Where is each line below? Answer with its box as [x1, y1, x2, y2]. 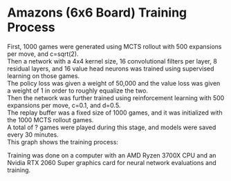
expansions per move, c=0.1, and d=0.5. [7, 101, 121, 109]
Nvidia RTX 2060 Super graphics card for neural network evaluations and [7, 158, 216, 166]
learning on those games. [7, 71, 80, 80]
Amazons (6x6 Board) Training [7, 5, 187, 21]
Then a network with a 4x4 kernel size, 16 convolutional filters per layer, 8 [7, 57, 218, 65]
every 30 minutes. [7, 130, 59, 139]
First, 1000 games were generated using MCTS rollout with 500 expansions [7, 42, 222, 50]
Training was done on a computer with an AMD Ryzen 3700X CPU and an [7, 151, 216, 160]
